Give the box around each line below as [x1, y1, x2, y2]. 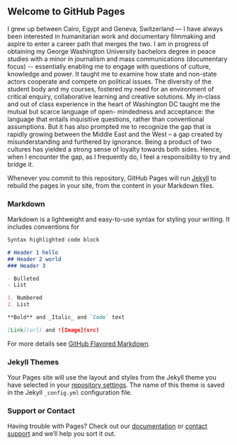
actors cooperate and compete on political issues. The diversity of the [7, 77, 212, 86]
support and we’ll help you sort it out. [7, 429, 116, 438]
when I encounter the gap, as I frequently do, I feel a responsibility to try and [7, 152, 231, 161]
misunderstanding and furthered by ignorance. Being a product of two [7, 137, 212, 146]
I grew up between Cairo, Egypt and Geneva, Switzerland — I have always [7, 24, 224, 33]
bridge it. [7, 159, 34, 169]
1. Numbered [7, 294, 42, 302]
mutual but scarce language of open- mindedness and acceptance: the [7, 107, 215, 116]
